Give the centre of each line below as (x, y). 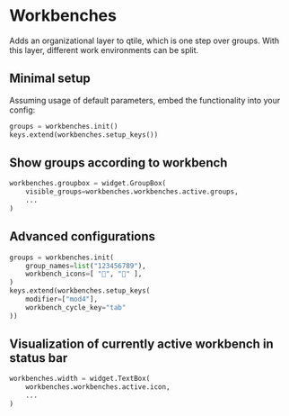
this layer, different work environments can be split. (104, 50)
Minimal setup (50, 79)
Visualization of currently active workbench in (141, 344)
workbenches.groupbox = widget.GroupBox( (88, 184)
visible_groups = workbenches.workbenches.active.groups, (132, 192)
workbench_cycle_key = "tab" (76, 307)
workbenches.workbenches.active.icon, (98, 387)
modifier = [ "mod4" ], (62, 299)
